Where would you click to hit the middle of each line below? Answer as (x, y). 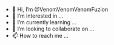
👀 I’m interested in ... (38, 16)
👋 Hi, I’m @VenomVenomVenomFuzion (60, 9)
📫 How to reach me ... (40, 36)
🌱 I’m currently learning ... (44, 22)
